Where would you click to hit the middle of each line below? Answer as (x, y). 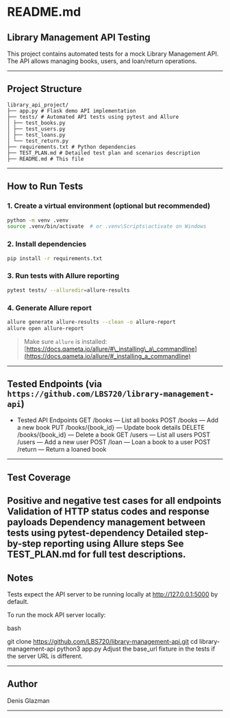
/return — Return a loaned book (62, 450)
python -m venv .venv (38, 220)
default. (18, 602)
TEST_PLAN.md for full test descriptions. (97, 554)
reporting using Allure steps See (114, 544)
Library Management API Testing (79, 37)
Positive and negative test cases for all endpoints (114, 501)
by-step (24, 544)
